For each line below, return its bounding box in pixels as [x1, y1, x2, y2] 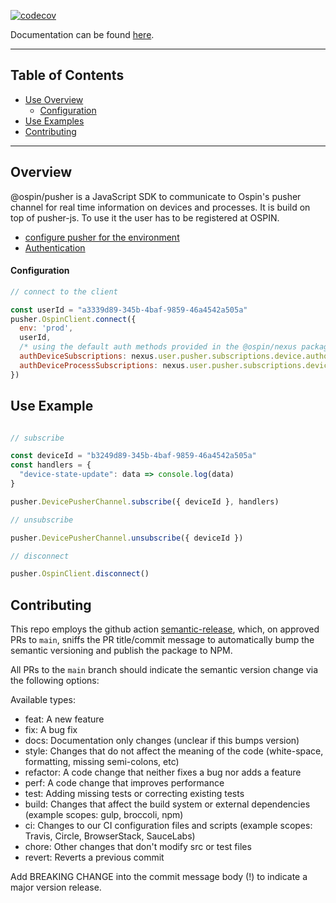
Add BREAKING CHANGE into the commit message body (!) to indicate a [10, 871, 308, 883]
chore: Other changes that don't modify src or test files [24, 841, 252, 853]
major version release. [10, 881, 102, 894]
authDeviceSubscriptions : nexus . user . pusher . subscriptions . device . [19, 351, 307, 362]
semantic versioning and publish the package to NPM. [10, 645, 233, 657]
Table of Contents [10, 67, 125, 84]
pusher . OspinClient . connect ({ [10, 314, 137, 324]
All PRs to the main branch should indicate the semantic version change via [10, 664, 319, 676]
